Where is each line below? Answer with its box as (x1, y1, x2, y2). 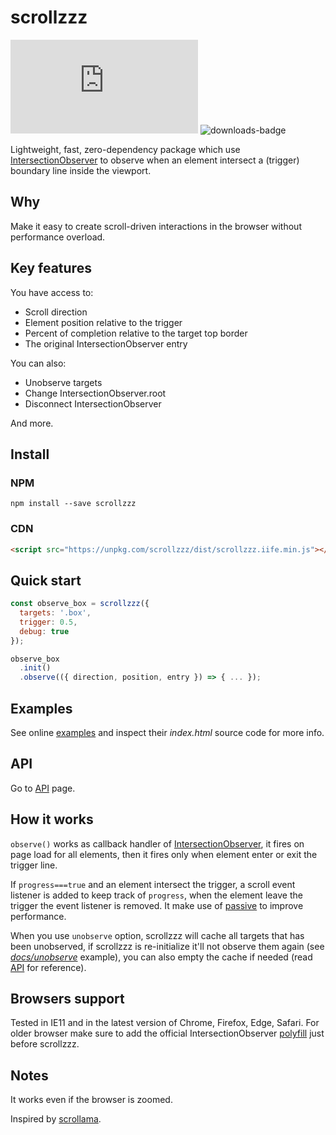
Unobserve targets (24, 376, 103, 388)
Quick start (10, 572, 82, 589)
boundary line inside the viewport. (10, 164, 152, 176)
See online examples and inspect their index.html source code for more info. (10, 727, 325, 739)
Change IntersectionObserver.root (24, 387, 167, 399)
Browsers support (10, 991, 125, 1008)
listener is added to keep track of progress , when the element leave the (10, 889, 303, 901)
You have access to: (10, 286, 94, 298)
